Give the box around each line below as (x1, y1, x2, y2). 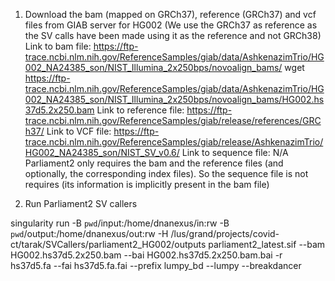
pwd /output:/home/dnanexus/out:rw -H (10, 228, 169, 239)
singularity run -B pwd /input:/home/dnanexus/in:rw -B (10, 217, 230, 229)
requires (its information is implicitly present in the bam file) (24, 179, 270, 190)
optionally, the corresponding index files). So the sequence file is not (24, 168, 309, 179)
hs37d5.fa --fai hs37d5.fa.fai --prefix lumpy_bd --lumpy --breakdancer (10, 260, 302, 271)
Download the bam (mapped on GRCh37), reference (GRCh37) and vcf (24, 9, 317, 20)
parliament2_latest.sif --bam (208, 239, 326, 250)
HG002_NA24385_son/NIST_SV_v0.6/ (24, 147, 180, 158)
